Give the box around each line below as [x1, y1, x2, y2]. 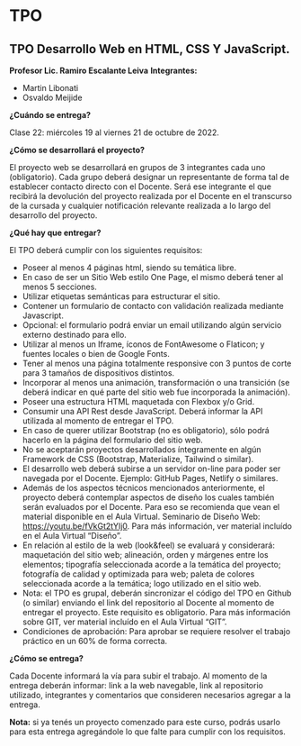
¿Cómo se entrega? [9, 653, 84, 663]
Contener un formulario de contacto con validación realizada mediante [22, 301, 285, 311]
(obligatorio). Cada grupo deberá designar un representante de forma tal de [9, 172, 290, 182]
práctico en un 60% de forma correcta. [22, 636, 168, 646]
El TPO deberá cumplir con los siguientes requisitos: [9, 245, 203, 255]
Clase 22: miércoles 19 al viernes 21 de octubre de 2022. [9, 127, 220, 138]
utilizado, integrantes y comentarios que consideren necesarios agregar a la [9, 690, 291, 700]
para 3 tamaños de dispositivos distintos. [22, 368, 175, 378]
